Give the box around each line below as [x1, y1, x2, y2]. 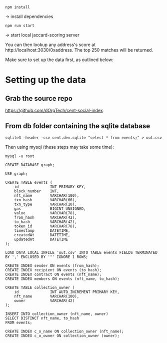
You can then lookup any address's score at [5, 42, 96, 48]
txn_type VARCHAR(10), [14, 202, 77, 207]
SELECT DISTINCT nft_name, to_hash [5, 315, 79, 320]
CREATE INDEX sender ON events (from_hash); [5, 263, 99, 268]
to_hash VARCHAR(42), [14, 219, 77, 224]
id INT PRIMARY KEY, [14, 184, 86, 189]
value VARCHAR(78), [14, 210, 77, 215]
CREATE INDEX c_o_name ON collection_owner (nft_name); [5, 328, 124, 334]
